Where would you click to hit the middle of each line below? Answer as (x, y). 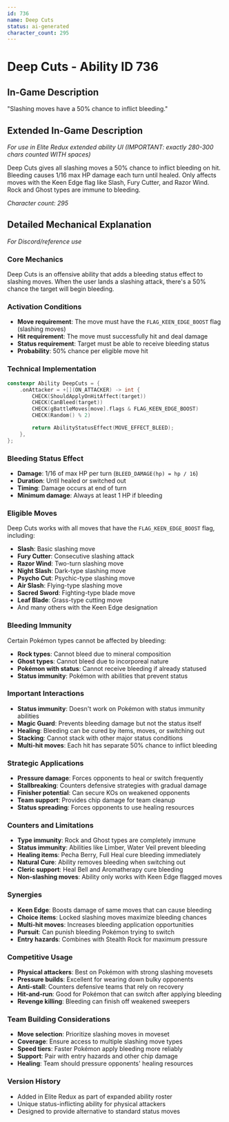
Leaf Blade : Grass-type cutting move (70, 600)
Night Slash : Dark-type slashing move (71, 571)
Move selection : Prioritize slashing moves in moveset (93, 1034)
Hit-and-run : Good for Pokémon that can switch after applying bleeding (119, 994)
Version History (34, 1081)
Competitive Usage (40, 957)
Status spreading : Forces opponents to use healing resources (106, 808)
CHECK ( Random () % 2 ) (61, 415)
